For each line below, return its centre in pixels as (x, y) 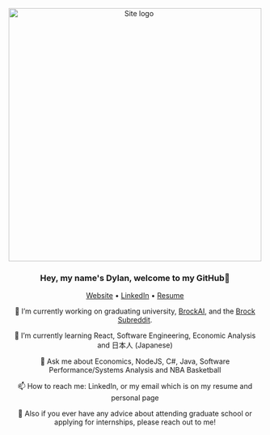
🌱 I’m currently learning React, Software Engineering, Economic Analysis (135, 335)
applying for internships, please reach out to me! (135, 422)
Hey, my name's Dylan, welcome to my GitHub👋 (135, 278)
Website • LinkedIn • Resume (135, 296)
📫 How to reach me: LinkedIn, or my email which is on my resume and (135, 386)
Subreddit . (135, 320)
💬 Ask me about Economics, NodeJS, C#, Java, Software (135, 361)
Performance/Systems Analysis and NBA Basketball (135, 370)
